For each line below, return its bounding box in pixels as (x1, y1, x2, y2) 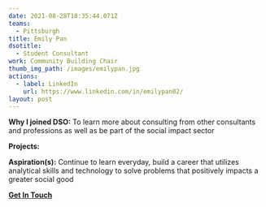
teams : (8, 19, 31, 28)
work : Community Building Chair (8, 58, 118, 66)
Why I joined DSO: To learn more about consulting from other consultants (8, 117, 256, 127)
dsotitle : (8, 42, 42, 50)
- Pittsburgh (15, 27, 60, 35)
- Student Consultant (15, 50, 89, 58)
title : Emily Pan (8, 34, 68, 43)
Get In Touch (8, 190, 53, 200)
